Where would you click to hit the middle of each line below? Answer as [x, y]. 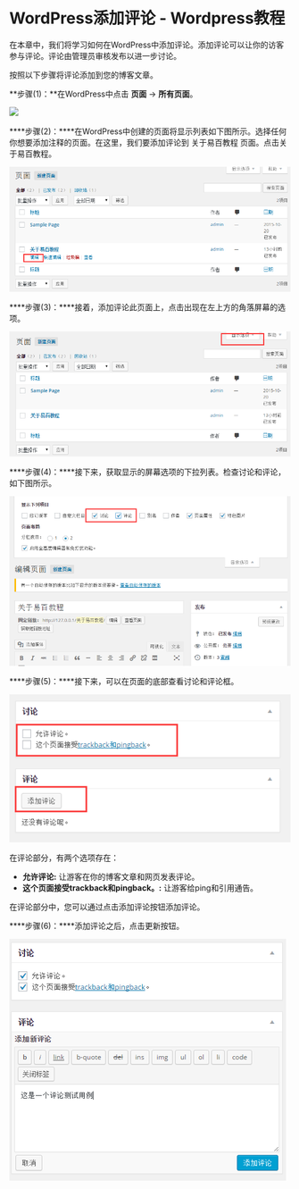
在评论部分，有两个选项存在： [64, 858]
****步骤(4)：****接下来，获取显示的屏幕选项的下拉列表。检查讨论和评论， [148, 472]
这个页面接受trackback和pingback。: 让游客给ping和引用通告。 [140, 888]
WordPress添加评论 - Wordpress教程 [147, 18]
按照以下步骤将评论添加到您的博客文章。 [83, 75]
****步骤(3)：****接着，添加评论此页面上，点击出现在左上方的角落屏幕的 [144, 307]
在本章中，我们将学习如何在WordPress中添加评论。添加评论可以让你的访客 [147, 45]
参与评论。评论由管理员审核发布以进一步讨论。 [95, 55]
